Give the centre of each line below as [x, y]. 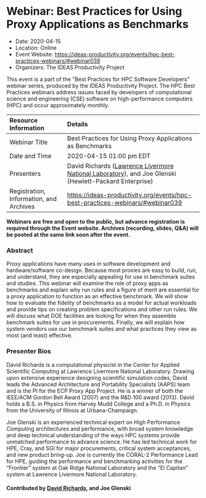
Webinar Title [29, 142]
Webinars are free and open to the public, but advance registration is [96, 221]
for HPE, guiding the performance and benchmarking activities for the [94, 461]
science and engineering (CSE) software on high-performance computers [100, 99]
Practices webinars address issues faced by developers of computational [99, 92]
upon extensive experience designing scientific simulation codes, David [97, 377]
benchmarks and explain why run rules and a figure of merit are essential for [103, 290]
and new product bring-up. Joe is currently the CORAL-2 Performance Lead [102, 455]
